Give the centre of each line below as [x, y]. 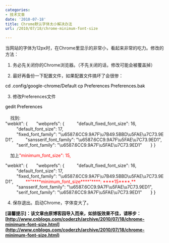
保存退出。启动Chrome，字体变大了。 [52, 203]
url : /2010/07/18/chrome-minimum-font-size [52, 29]
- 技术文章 [15, 15]
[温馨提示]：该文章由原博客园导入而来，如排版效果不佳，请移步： [73, 214]
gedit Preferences [24, 107]
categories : [18, 10]
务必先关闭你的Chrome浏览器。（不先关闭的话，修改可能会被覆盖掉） [84, 65]
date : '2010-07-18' [26, 19]
